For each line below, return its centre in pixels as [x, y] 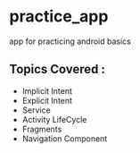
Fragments [42, 129]
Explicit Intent [47, 100]
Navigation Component [65, 138]
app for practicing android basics [70, 41]
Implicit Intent [47, 90]
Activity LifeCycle [54, 119]
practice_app [59, 17]
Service [36, 110]
